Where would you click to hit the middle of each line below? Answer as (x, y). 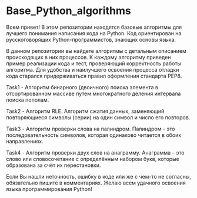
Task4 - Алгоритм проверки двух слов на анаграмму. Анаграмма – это (95, 152)
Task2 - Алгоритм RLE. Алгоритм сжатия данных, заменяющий (85, 111)
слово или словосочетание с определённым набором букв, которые (93, 159)
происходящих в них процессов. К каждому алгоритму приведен (89, 57)
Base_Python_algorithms (69, 11)
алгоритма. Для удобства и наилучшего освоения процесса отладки (93, 69)
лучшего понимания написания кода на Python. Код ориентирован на (94, 33)
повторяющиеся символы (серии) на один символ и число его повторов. (98, 117)
